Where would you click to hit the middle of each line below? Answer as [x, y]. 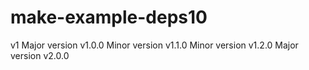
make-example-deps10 [109, 17]
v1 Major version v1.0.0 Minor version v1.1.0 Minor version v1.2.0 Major [154, 45]
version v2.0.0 [40, 55]
